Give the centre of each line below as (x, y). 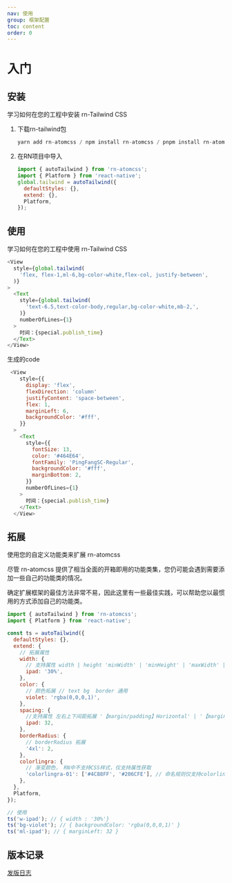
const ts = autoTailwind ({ (46, 633)
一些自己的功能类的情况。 (49, 578)
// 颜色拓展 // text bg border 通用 (76, 691)
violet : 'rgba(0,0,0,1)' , (62, 697)
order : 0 (20, 33)
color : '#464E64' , (58, 456)
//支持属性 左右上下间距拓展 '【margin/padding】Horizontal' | (111, 717)
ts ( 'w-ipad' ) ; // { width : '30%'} (58, 819)
